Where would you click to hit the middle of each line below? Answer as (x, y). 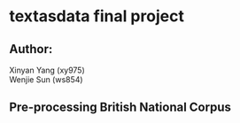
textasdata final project (97, 16)
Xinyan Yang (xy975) (47, 70)
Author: (31, 49)
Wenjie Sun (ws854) (46, 80)
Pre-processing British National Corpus (120, 108)
